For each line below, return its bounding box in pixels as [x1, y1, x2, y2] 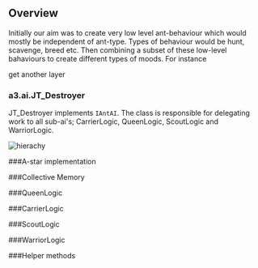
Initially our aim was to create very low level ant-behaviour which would [8, 28, 247, 37]
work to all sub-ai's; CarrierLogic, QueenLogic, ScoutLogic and [8, 117, 219, 126]
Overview [8, 6, 59, 20]
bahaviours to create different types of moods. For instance [8, 53, 207, 63]
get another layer [8, 69, 66, 79]
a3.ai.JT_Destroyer [8, 89, 86, 100]
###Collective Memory [8, 172, 85, 182]
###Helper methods [8, 251, 76, 261]
